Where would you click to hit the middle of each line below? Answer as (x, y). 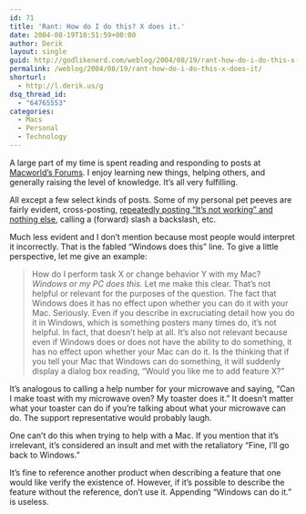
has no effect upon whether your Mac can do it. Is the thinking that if (160, 351)
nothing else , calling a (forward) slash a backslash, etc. (113, 219)
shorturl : (28, 78)
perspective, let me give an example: (78, 256)
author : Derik (36, 43)
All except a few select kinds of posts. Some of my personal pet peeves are (151, 199)
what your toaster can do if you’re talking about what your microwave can (148, 408)
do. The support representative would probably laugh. (111, 417)
